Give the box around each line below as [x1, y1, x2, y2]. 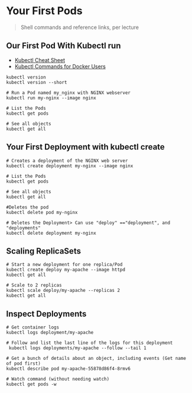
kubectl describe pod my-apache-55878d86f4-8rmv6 [6, 366, 131, 372]
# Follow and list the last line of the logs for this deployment [6, 340, 173, 346]
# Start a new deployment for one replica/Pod [6, 262, 123, 268]
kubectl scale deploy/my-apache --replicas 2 [6, 288, 120, 294]
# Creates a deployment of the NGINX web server [6, 158, 128, 164]
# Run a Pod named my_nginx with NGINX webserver [6, 90, 131, 96]
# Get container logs [6, 324, 60, 330]
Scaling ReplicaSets [6, 246, 82, 256]
